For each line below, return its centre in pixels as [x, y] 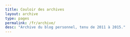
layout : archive [22, 14]
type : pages [17, 18]
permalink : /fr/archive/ [30, 23]
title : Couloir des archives [35, 9]
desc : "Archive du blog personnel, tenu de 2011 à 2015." [65, 27]
